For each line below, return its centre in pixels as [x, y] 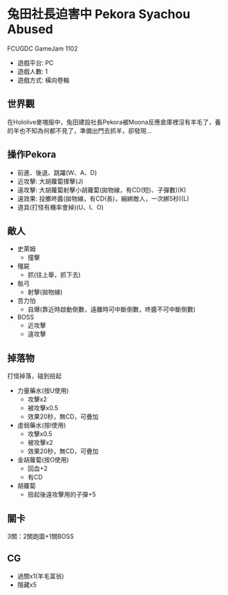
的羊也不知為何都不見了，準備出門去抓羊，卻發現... [79, 130]
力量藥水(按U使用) [43, 391]
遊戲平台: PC [35, 62]
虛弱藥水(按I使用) [41, 425]
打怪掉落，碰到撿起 [35, 376]
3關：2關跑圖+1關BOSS [40, 536]
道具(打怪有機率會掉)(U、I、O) [60, 207]
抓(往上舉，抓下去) [54, 275]
